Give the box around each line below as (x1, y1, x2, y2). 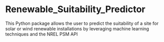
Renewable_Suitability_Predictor (5, 4, 146, 15)
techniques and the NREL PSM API (5, 31, 78, 37)
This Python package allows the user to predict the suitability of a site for (5, 20, 159, 26)
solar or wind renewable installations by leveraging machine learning (5, 25, 149, 31)
